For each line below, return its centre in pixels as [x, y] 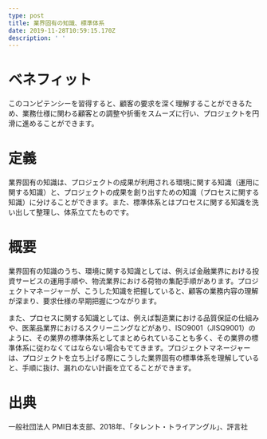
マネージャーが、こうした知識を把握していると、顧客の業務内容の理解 [144, 291]
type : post [26, 16]
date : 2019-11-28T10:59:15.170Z [62, 30]
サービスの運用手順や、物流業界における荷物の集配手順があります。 [126, 281]
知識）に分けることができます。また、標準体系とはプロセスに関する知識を [130, 202]
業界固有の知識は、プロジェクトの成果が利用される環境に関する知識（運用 [130, 182]
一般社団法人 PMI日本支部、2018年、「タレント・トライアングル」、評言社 [128, 427]
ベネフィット [50, 80]
